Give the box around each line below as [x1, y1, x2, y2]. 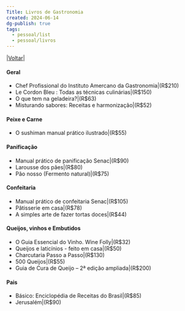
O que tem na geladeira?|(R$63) [15, 95, 97, 102]
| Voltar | [6, 55, 26, 61]
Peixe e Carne [6, 115, 43, 123]
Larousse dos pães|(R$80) [15, 163, 83, 171]
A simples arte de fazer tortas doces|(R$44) [15, 210, 127, 218]
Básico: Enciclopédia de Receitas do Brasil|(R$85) [15, 292, 142, 299]
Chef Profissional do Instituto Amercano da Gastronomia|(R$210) [15, 82, 179, 90]
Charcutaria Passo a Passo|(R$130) [15, 251, 105, 259]
